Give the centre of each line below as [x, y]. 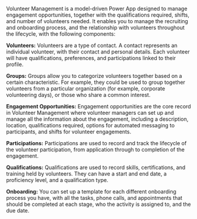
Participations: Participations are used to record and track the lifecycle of [96, 143]
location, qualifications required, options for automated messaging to [90, 125]
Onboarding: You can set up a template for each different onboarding [91, 192]
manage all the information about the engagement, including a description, [97, 119]
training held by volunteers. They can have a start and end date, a [87, 174]
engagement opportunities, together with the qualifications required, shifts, [98, 15]
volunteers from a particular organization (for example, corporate [86, 88]
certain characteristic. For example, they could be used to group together [96, 82]
